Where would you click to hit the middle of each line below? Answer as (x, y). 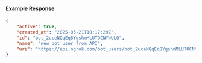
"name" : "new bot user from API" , (60, 43)
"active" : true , (37, 27)
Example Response (30, 8)
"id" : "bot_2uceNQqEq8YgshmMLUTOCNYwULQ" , (71, 38)
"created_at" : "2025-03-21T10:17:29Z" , (67, 32)
